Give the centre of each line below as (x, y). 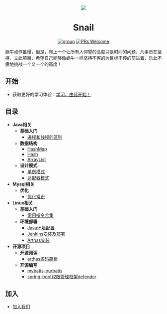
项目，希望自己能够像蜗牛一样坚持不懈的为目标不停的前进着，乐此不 (92, 58)
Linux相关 (23, 203)
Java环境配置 (41, 228)
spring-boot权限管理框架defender (62, 277)
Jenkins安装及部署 (46, 234)
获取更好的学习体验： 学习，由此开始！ (51, 94)
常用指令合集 (40, 215)
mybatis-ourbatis (45, 271)
